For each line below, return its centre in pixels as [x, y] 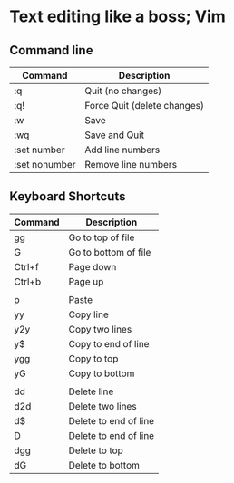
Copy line [88, 314]
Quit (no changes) [123, 91]
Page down [93, 266]
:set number [39, 150]
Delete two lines [103, 406]
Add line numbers [122, 150]
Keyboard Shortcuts [68, 197]
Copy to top [93, 358]
